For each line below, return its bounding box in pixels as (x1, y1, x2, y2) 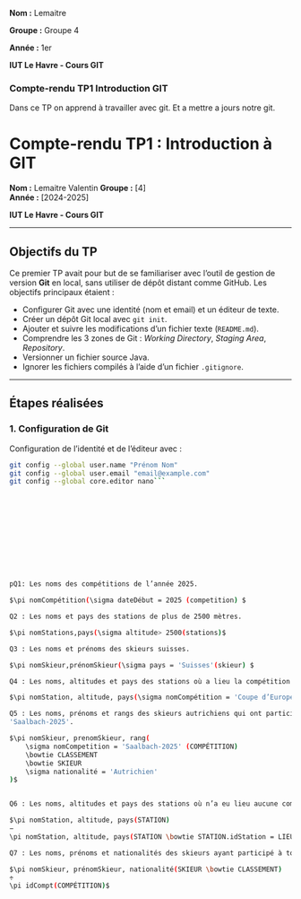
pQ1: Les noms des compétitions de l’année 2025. (9, 580, 199, 589)
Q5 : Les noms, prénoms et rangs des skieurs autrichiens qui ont (9, 709, 262, 719)
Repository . (21, 343, 65, 353)
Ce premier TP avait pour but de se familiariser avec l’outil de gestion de (9, 268, 276, 279)
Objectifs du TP (9, 244, 98, 259)
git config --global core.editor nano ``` (9, 477, 167, 486)
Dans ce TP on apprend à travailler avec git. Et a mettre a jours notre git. (9, 102, 276, 113)
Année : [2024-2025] (9, 192, 90, 203)
